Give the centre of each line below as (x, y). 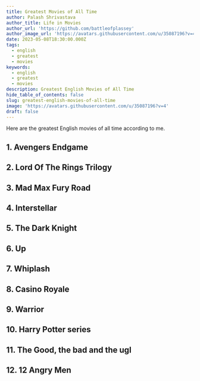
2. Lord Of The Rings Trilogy (59, 168)
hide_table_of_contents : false (45, 95)
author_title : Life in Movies (44, 23)
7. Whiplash (28, 269)
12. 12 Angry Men (39, 370)
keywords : (18, 67)
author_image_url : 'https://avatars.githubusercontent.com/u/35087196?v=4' (102, 34)
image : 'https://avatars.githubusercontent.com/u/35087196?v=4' (87, 106)
